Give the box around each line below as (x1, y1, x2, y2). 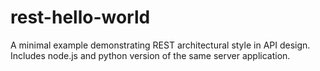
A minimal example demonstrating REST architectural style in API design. (10, 39, 311, 51)
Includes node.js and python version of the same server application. (10, 49, 291, 61)
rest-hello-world (10, 6, 151, 29)
